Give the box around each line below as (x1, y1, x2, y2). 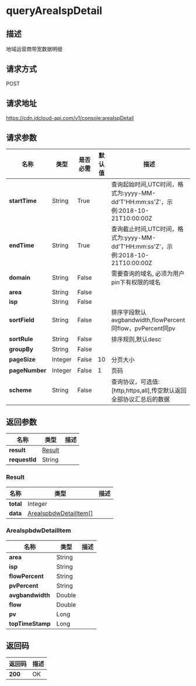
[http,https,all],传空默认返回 (111, 387, 187, 395)
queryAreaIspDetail (6, 4, 103, 18)
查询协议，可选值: (111, 378, 160, 386)
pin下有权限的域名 (111, 278, 161, 287)
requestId (9, 456, 37, 464)
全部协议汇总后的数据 (111, 395, 170, 404)
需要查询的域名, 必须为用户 (111, 270, 185, 278)
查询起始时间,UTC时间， (111, 180, 178, 188)
